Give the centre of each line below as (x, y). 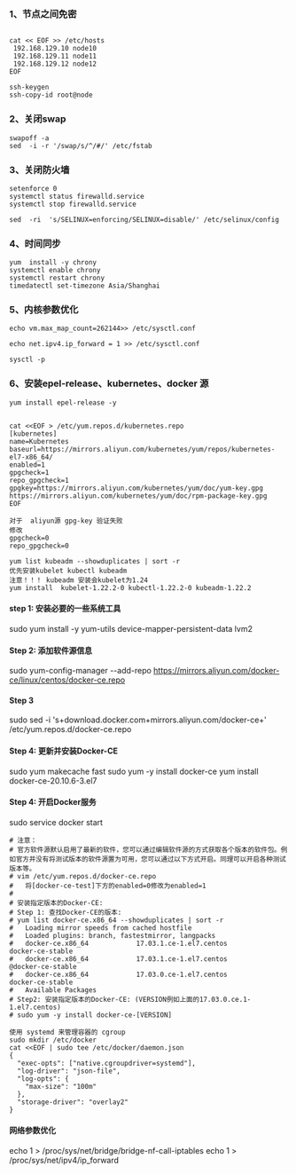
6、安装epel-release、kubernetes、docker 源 (109, 383)
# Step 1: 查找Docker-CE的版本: (66, 912)
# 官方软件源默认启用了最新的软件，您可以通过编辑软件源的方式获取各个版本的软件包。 (145, 849)
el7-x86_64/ (31, 457)
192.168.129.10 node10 (55, 49)
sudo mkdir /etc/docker (53, 1040)
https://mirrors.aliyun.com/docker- (217, 671)
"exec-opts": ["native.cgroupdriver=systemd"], (107, 1063)
